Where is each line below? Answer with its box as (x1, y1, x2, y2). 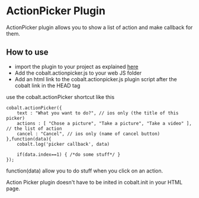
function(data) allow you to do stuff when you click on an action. (6, 167, 163, 174)
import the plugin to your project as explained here (14, 63, 139, 70)
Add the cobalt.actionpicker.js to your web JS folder (14, 69, 142, 76)
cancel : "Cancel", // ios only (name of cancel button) (17, 130, 161, 137)
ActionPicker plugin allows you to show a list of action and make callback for (6, 24, 193, 31)
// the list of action (6, 126, 62, 132)
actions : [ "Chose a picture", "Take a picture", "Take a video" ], (17, 120, 192, 126)
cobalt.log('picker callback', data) (17, 141, 110, 147)
